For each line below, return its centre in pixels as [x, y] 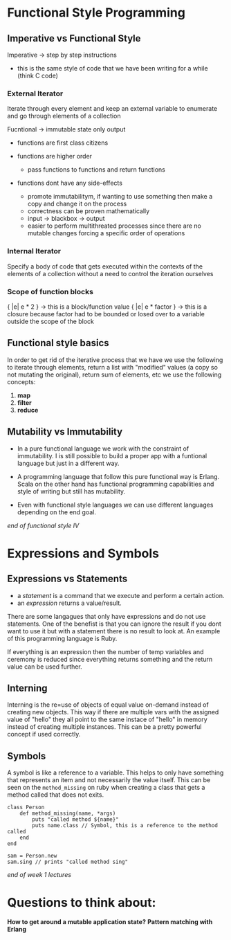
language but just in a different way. [68, 463]
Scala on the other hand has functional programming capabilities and [115, 484]
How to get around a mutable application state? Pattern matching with [110, 922]
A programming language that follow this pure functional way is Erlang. [118, 476]
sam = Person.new [32, 856]
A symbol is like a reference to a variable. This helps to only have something [115, 772]
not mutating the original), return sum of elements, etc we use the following [114, 374]
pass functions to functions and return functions [96, 170]
